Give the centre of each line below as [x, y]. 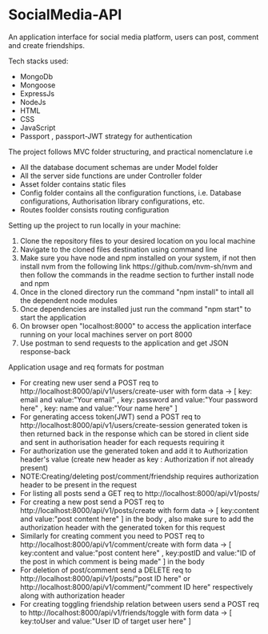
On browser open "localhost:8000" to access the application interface [136, 325]
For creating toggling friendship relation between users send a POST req [140, 604]
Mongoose [38, 85]
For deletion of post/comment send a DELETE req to [106, 570]
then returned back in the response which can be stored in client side [134, 434]
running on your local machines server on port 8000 [106, 334]
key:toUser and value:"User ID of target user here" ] [106, 621]
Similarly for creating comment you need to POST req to [112, 535]
